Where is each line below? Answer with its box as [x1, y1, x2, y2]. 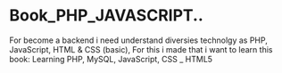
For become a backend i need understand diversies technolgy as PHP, [9, 35, 268, 45]
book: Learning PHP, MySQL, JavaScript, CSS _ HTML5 [9, 53, 212, 64]
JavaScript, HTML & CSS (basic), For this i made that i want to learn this [9, 44, 273, 54]
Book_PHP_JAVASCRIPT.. [9, 5, 203, 26]
